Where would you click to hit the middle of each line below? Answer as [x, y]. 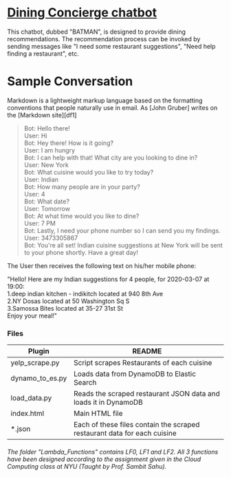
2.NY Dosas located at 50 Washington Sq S [68, 301]
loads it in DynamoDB [108, 402]
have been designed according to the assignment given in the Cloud [104, 459]
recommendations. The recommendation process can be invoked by [104, 38]
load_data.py [31, 398]
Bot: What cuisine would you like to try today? [89, 172]
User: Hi [35, 135]
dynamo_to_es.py [39, 378]
